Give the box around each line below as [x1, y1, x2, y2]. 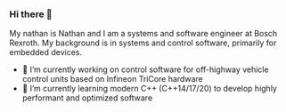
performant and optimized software [21, 92, 153, 103]
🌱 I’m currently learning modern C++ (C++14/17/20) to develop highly [21, 84, 278, 94]
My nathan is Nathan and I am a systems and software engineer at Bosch [9, 28, 278, 39]
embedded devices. [9, 47, 83, 58]
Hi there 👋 [9, 8, 53, 20]
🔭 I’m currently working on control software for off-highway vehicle [21, 64, 269, 75]
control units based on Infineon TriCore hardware [21, 74, 203, 84]
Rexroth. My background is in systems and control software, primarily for [9, 37, 277, 48]
